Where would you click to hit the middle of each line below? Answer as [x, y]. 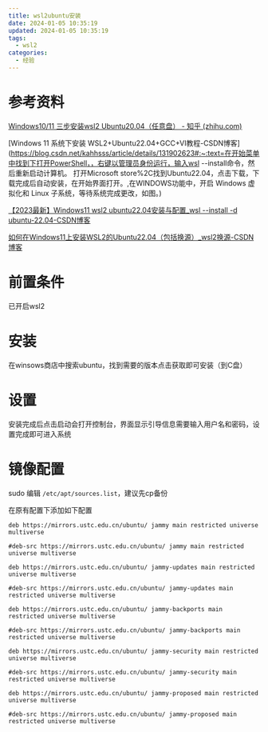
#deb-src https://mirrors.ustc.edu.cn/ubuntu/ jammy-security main [123, 672]
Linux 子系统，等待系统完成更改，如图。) [96, 193]
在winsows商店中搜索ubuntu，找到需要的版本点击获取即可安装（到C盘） [128, 365]
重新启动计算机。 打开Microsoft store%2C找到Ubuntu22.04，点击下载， [134, 173]
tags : [17, 38]
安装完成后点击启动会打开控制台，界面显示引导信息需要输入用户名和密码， [130, 424]
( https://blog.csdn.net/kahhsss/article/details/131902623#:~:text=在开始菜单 [134, 153]
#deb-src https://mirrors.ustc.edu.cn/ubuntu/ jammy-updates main [121, 588]
